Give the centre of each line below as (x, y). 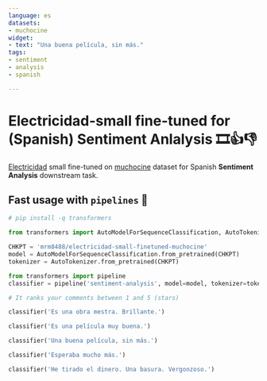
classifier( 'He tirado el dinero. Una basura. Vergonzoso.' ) (112, 369)
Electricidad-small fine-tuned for (119, 121)
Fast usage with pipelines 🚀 (78, 200)
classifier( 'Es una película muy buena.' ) (79, 326)
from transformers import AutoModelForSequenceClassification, (115, 233)
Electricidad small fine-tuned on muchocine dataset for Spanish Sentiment (131, 167)
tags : (17, 52)
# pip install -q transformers (60, 218)
